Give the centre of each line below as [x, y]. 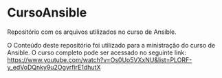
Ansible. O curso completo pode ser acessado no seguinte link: [97, 52]
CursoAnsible [47, 13]
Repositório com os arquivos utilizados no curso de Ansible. [92, 32]
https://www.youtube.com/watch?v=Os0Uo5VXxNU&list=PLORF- [100, 59]
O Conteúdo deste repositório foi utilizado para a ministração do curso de [111, 45]
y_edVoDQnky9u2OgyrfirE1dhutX [54, 67]
